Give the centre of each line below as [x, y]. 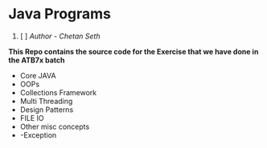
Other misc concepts [55, 126]
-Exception [38, 135]
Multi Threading [46, 101]
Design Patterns [47, 110]
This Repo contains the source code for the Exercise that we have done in [133, 51]
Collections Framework [58, 92]
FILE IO [32, 118]
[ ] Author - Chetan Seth [60, 36]
